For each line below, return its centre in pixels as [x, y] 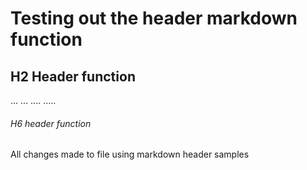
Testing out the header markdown [154, 18]
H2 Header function [73, 76]
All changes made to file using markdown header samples [130, 154]
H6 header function [51, 123]
